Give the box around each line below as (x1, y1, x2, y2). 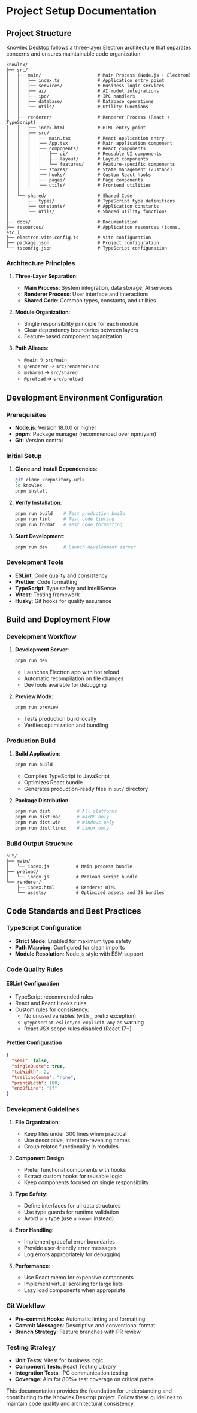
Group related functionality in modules (23, 1143, 119, 1150)
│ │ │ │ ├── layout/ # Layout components (6, 156, 148, 162)
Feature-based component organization (23, 333, 123, 340)
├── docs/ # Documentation (6, 219, 138, 225)
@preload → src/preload (23, 375, 83, 383)
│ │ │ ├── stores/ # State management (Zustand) (6, 166, 172, 172)
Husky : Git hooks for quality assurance (14, 597, 112, 604)
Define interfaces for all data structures (23, 1202, 121, 1209)
